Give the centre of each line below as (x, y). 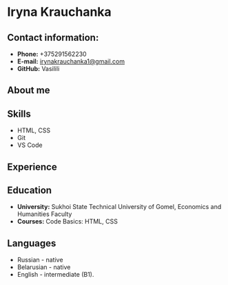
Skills (19, 114)
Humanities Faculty (44, 214)
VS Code (30, 145)
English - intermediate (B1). (55, 275)
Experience (32, 167)
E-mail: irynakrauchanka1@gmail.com (71, 61)
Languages (32, 243)
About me (29, 90)
